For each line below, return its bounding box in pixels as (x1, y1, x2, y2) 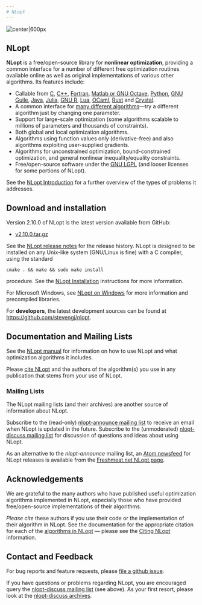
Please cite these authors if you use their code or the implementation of (6, 515, 185, 522)
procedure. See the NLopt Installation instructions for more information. (6, 278, 184, 285)
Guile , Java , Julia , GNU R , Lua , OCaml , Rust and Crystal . (14, 96, 155, 103)
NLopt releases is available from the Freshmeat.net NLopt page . (6, 456, 165, 463)
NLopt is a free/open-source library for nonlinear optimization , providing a (6, 59, 194, 67)
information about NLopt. (6, 407, 69, 414)
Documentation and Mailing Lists (6, 331, 133, 342)
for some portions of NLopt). (14, 167, 86, 174)
